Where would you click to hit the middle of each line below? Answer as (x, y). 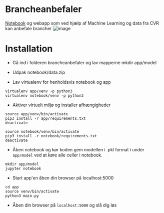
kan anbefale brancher (28, 28)
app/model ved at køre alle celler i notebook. (57, 155)
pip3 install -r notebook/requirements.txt (51, 136)
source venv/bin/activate (32, 191)
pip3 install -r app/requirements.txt (45, 118)
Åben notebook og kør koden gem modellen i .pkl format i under (78, 149)
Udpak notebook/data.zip (39, 72)
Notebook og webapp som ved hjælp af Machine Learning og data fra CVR (82, 23)
